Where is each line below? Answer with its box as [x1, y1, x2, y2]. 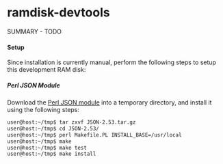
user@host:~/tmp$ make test [7, 144, 88, 151]
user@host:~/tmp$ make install [7, 150, 96, 158]
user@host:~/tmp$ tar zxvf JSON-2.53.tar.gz [7, 119, 136, 126]
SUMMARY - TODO [7, 27, 62, 36]
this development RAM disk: [7, 66, 86, 74]
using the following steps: [7, 106, 80, 114]
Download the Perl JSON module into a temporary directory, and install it [7, 98, 212, 107]
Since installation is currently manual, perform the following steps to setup [7, 58, 217, 66]
